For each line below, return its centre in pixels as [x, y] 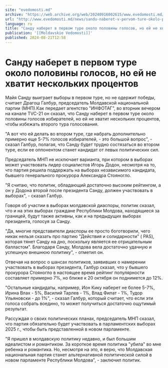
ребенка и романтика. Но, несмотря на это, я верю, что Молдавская [79, 349]
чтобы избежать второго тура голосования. [52, 124]
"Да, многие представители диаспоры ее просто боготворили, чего [78, 231]
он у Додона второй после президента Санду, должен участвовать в [79, 190]
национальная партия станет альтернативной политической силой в [78, 354]
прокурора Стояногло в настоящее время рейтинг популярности [75, 272]
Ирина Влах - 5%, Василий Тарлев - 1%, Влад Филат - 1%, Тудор [74, 292]
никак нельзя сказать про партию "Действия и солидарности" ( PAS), [80, 236]
